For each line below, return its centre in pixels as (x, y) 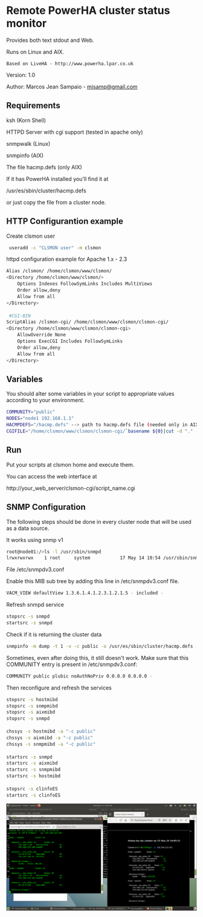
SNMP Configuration (46, 507)
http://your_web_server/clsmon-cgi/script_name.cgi (71, 488)
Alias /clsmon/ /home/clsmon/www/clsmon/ (59, 271)
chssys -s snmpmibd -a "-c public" (51, 744)
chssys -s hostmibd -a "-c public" (51, 731)
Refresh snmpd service (35, 605)
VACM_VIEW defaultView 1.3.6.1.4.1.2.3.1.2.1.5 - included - (85, 593)
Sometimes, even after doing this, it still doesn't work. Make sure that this (98, 658)
